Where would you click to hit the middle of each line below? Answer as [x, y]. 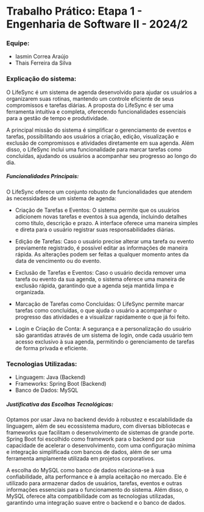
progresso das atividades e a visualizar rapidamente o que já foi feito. [102, 317]
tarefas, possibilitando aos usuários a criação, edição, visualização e [93, 136]
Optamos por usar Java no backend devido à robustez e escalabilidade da [100, 420]
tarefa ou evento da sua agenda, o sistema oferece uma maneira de [100, 279]
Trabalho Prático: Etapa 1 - [74, 11]
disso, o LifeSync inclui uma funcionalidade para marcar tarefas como [94, 149]
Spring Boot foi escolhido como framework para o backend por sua [91, 439]
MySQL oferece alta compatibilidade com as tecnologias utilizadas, [91, 496]
